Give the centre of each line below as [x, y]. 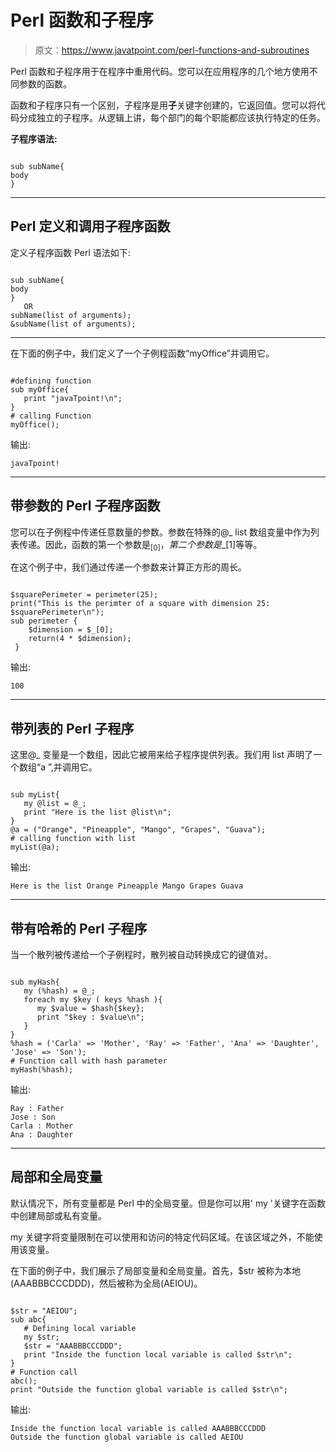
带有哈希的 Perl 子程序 [79, 928]
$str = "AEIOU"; [44, 1311]
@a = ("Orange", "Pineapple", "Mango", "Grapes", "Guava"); [138, 830]
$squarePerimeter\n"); [57, 612]
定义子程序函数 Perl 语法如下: [70, 252]
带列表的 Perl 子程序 [72, 728]
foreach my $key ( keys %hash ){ [93, 999]
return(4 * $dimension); [80, 639]
